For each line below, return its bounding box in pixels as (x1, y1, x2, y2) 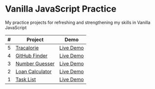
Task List (15, 76, 36, 83)
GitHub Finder (15, 52, 48, 59)
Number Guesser (15, 60, 55, 67)
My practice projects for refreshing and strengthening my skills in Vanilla (5, 19, 151, 25)
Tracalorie (15, 44, 39, 51)
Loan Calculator (15, 68, 52, 75)
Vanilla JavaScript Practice (5, 3, 116, 15)
